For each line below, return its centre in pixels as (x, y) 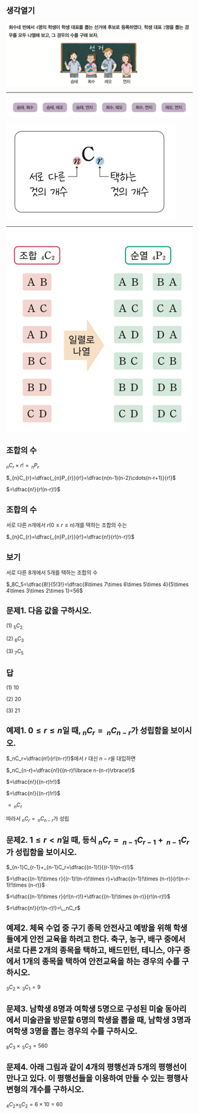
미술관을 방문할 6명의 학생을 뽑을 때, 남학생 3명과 (107, 1020)
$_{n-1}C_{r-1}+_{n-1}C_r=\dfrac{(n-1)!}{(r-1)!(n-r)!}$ (70, 867)
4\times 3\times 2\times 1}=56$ (44, 590)
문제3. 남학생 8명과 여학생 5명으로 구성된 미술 (85, 1009)
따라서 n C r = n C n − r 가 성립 (38, 819)
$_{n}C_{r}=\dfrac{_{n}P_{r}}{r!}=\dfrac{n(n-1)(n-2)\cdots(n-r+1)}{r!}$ (91, 478)
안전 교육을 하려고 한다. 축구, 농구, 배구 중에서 (107, 939)
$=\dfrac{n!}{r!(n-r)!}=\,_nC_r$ (44, 908)
